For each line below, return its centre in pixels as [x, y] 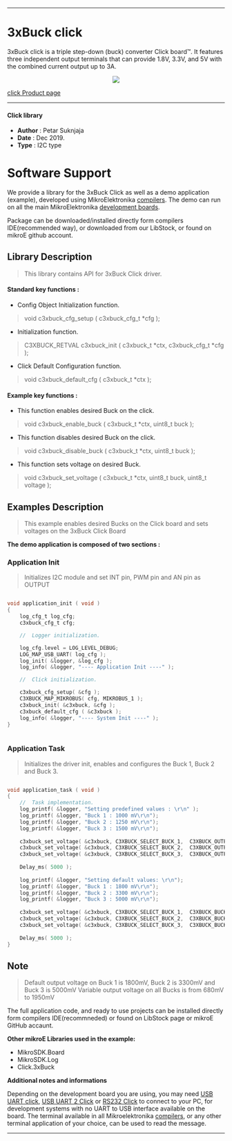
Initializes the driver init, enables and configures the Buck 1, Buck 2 [119, 763]
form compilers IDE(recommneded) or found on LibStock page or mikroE [110, 1018]
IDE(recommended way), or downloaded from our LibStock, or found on [109, 228]
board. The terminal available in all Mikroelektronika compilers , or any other [114, 1116]
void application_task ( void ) [54, 790]
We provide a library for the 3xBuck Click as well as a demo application [108, 193]
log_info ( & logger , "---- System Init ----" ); [89, 718]
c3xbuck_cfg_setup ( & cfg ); [60, 692]
